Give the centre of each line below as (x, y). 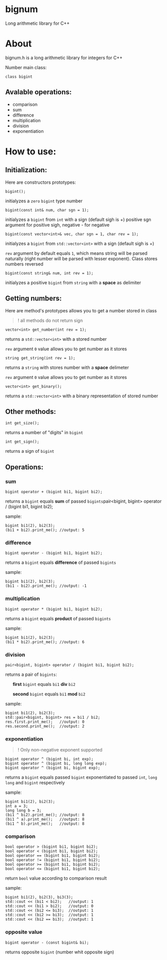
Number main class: (26, 67)
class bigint (19, 77)
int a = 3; (17, 806)
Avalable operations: (39, 92)
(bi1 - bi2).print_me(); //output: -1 (46, 586)
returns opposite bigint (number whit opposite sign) (60, 952)
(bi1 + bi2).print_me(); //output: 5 (45, 530)
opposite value (24, 932)
